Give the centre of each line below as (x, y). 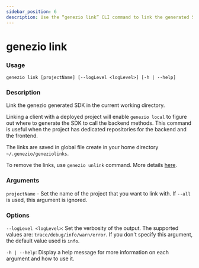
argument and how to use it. (40, 258)
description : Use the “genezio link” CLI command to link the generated (98, 17)
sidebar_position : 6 (32, 12)
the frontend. (22, 136)
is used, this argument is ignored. (47, 200)
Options (18, 215)
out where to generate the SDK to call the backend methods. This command (99, 123)
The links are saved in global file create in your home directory (82, 147)
